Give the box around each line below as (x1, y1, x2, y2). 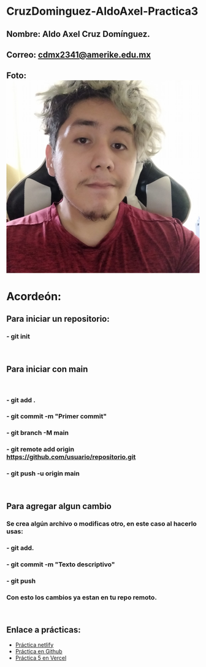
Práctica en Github (15, 647, 63, 655)
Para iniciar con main (6, 364, 88, 375)
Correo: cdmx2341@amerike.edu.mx (6, 49, 151, 60)
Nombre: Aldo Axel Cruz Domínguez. (6, 29, 150, 39)
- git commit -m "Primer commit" (6, 412, 107, 421)
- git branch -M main (6, 429, 69, 437)
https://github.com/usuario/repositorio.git (6, 453, 136, 461)
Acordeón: (6, 290, 61, 303)
